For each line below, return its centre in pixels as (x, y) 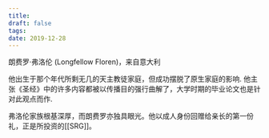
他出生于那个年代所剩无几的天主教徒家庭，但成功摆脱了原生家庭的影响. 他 (129, 79)
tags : (17, 30)
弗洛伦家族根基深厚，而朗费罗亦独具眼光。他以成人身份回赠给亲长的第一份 (131, 116)
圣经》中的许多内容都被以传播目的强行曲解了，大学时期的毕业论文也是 (138, 89)
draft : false (30, 23)
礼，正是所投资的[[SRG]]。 (52, 126)
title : (19, 16)
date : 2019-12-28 (37, 38)
